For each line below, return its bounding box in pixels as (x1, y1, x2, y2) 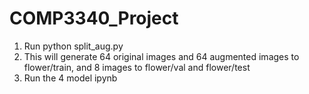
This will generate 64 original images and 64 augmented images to (23, 50, 300, 62)
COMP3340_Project (9, 7, 179, 30)
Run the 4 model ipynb (23, 72, 118, 84)
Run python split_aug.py (23, 40, 124, 52)
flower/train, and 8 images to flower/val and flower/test (23, 61, 251, 73)
